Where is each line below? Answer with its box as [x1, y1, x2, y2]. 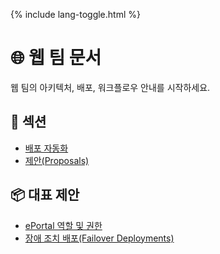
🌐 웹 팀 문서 [10, 47, 102, 69]
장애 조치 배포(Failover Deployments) [24, 232, 175, 244]
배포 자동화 [24, 142, 69, 154]
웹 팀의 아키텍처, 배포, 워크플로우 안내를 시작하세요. [10, 81, 211, 93]
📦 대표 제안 [10, 187, 80, 204]
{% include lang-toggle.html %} [10, 9, 141, 20]
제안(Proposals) [24, 154, 90, 166]
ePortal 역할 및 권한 [24, 219, 103, 231]
